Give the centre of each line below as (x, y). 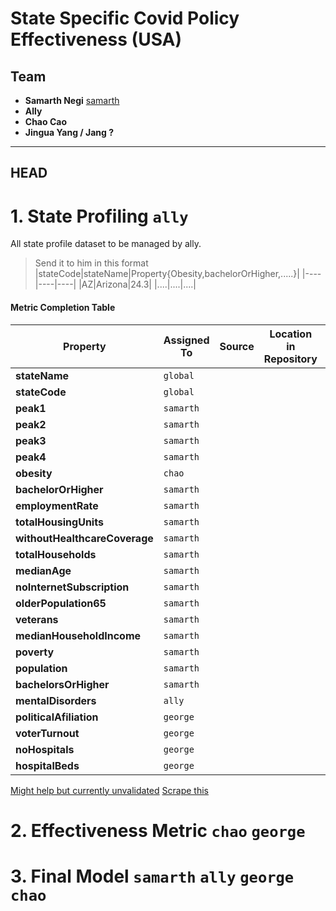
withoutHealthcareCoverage (84, 538)
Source (237, 346)
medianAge (43, 570)
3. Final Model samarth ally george (152, 876)
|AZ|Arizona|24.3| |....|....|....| (137, 284)
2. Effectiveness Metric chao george (158, 830)
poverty (35, 652)
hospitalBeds (47, 765)
